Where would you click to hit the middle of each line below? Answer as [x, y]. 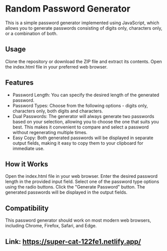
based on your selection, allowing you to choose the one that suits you [86, 121]
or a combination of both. [31, 33]
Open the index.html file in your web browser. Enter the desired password [81, 176]
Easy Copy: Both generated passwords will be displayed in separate [83, 138]
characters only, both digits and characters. [58, 111]
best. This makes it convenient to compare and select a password [80, 127]
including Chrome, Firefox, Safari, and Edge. [51, 226]
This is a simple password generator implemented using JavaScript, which [82, 23]
